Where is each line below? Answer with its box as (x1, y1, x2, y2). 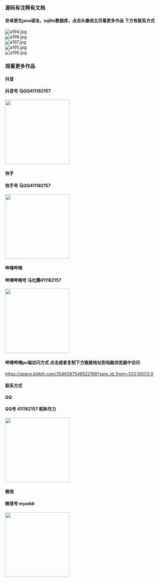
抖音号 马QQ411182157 (5, 88, 51, 94)
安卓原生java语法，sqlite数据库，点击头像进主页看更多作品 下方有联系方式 (5, 17, 155, 23)
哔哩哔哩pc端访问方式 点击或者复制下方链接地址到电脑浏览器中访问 (5, 360, 140, 366)
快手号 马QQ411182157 (5, 183, 51, 189)
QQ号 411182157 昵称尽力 (5, 406, 56, 412)
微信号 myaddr (5, 500, 35, 507)
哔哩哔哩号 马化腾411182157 (5, 277, 62, 283)
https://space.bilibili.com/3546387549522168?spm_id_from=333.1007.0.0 (5, 371, 154, 377)
